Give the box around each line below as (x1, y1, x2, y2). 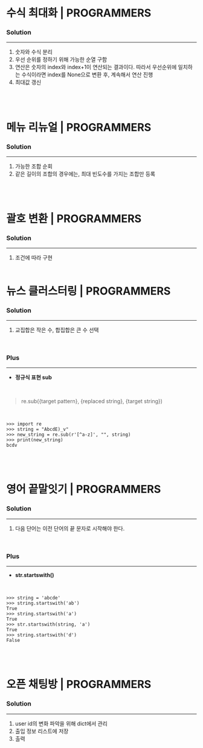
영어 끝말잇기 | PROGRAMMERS (6, 483, 161, 496)
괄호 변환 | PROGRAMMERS (6, 212, 142, 225)
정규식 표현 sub (14, 374, 53, 381)
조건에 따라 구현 (14, 254, 53, 261)
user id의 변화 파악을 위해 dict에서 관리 (14, 720, 108, 727)
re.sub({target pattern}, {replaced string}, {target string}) (21, 398, 163, 405)
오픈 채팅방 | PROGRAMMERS (6, 678, 152, 692)
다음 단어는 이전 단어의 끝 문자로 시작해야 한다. (14, 524, 125, 532)
